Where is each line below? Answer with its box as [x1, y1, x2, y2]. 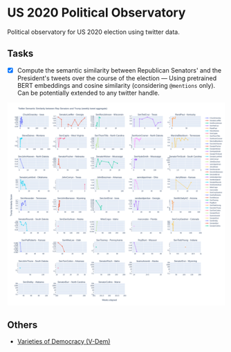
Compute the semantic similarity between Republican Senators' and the [17, 66, 222, 74]
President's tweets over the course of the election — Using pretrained [17, 74, 216, 82]
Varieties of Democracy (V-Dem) [17, 337, 111, 346]
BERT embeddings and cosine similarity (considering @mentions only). [17, 81, 216, 89]
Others [7, 319, 38, 331]
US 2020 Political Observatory [7, 5, 186, 21]
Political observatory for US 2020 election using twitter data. [7, 28, 180, 36]
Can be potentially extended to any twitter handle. [17, 89, 160, 97]
